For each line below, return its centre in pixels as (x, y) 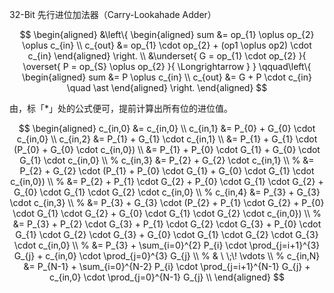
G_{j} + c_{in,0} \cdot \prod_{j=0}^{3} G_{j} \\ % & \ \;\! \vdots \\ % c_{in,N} (167, 256)
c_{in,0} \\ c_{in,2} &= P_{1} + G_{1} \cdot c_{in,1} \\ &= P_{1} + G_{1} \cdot (167, 139)
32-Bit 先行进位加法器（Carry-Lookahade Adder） (113, 14)
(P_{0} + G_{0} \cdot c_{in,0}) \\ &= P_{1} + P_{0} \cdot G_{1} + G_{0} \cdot (167, 149)
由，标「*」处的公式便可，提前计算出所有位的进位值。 (121, 108)
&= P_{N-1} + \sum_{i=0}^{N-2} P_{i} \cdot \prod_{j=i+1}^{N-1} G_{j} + (167, 266)
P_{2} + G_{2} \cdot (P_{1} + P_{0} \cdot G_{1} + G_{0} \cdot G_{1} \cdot (167, 171)
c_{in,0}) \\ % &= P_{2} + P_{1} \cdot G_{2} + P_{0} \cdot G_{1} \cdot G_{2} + (167, 181)
